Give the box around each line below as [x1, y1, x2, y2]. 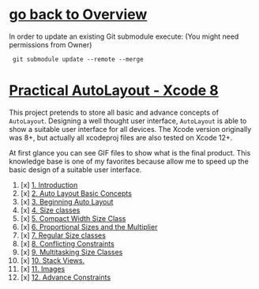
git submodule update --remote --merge [12, 55, 145, 63]
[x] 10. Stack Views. [20, 255, 85, 265]
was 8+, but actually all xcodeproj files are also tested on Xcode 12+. [9, 133, 233, 142]
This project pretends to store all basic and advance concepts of [9, 107, 220, 117]
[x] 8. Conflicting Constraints [20, 238, 115, 248]
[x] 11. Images [20, 264, 66, 273]
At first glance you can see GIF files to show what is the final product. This [9, 148, 251, 157]
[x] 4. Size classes [20, 205, 81, 215]
